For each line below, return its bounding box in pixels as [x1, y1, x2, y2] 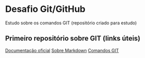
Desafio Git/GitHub [5, 3, 86, 15]
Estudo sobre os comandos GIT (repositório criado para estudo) [5, 20, 137, 26]
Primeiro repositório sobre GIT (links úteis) [5, 34, 141, 43]
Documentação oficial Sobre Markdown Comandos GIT [5, 47, 119, 53]
